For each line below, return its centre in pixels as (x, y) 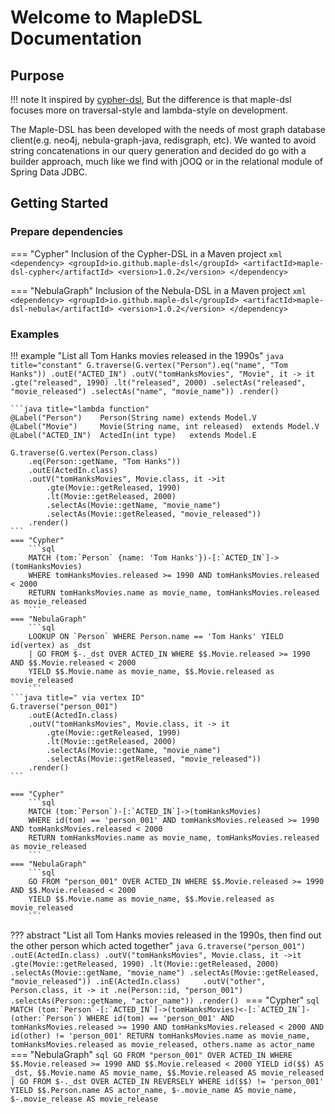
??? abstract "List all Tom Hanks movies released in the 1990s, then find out (166, 935)
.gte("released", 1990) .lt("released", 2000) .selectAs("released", (158, 382)
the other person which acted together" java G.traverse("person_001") (158, 945)
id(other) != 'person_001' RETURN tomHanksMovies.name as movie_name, (160, 1036)
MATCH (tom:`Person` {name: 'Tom (98, 557)
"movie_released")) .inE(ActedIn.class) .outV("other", (138, 981)
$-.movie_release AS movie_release (84, 1099)
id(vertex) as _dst (51, 645)
